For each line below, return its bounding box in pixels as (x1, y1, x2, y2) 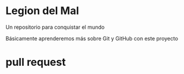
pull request (5, 56, 66, 69)
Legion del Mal (5, 4, 80, 18)
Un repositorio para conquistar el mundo (5, 23, 105, 31)
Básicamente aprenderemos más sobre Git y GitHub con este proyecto (5, 35, 179, 42)
